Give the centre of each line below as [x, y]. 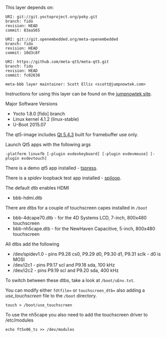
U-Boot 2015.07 [29, 125]
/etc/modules [20, 320]
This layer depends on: [30, 7]
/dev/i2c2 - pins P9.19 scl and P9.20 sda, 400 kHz [66, 270]
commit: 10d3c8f [23, 53]
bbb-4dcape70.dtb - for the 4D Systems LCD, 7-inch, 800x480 [80, 218]
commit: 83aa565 [23, 30]
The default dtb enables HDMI [37, 188]
